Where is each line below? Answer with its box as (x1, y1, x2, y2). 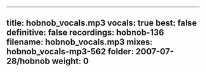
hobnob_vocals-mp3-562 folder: (6, 46, 134, 57)
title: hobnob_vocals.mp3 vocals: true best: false (6, 18, 197, 28)
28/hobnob (6, 56, 50, 67)
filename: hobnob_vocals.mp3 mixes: (6, 37, 153, 48)
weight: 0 (51, 56, 89, 67)
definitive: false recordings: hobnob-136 (6, 27, 164, 38)
